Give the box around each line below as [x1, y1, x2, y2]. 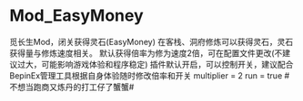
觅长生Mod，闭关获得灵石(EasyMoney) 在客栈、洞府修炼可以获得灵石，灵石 [9, 36, 294, 47]
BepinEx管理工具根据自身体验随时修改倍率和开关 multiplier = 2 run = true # [9, 69, 290, 81]
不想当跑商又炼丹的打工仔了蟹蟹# [9, 81, 135, 92]
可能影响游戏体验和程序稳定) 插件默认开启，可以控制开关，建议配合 [40, 59, 294, 69]
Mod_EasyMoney [9, 5, 144, 26]
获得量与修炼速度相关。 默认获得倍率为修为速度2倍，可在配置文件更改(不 [9, 47, 283, 59]
